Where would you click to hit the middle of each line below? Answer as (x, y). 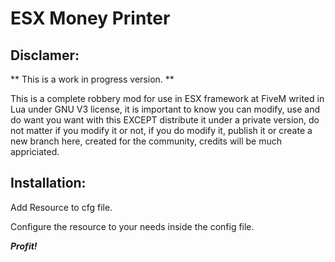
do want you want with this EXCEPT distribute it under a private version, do (165, 120)
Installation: (48, 183)
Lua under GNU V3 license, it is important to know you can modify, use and (165, 109)
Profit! (24, 246)
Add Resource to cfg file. (61, 207)
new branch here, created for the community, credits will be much (146, 141)
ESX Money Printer (90, 18)
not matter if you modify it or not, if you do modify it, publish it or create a (161, 130)
